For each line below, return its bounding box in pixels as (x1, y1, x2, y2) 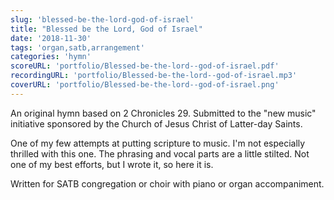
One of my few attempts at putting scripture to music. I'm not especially (10, 137, 306, 149)
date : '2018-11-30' (10, 33, 92, 43)
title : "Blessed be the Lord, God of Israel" (10, 24, 203, 34)
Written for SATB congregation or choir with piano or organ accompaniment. (10, 177, 325, 190)
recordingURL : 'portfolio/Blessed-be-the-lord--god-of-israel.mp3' (10, 71, 298, 81)
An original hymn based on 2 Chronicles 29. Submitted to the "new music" (10, 107, 317, 119)
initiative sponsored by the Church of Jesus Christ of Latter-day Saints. (10, 117, 303, 130)
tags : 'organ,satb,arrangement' (10, 42, 145, 53)
